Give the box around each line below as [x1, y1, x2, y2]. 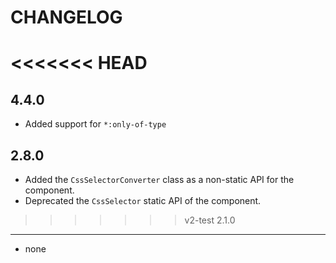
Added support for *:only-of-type [24, 118, 167, 130]
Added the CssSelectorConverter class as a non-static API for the [24, 174, 295, 185]
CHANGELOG [10, 6, 123, 29]
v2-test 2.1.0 [184, 214, 236, 226]
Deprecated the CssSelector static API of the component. [24, 195, 262, 206]
